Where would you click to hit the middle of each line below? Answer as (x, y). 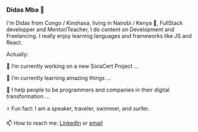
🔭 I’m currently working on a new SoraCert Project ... (72, 66)
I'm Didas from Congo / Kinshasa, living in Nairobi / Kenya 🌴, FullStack (95, 23)
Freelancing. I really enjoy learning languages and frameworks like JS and (99, 36)
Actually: (17, 54)
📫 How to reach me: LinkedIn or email (54, 123)
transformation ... (28, 97)
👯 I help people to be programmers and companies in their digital (88, 90)
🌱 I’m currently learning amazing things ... (59, 78)
